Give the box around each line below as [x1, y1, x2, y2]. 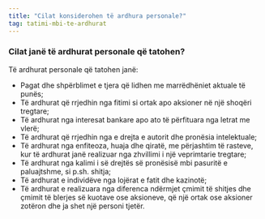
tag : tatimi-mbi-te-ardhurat [8, 19, 107, 28]
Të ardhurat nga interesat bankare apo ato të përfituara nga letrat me [19, 114, 250, 124]
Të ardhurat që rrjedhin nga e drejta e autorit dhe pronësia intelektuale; [19, 131, 258, 142]
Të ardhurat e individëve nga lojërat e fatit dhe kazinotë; [19, 175, 207, 185]
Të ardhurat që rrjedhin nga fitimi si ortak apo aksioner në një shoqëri [19, 97, 252, 107]
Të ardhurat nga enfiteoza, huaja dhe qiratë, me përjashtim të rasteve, [19, 140, 254, 150]
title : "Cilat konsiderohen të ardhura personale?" [8, 11, 186, 20]
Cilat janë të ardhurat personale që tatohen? [8, 46, 186, 58]
